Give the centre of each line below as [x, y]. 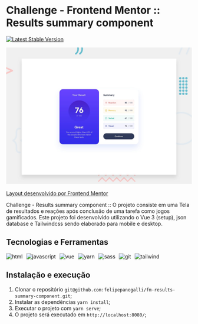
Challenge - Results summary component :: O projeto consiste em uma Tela [98, 205]
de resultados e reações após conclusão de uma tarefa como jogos [88, 211]
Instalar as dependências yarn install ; [62, 302]
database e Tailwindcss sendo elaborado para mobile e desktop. [85, 224]
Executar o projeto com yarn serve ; [58, 308]
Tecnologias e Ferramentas [57, 242]
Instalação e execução [48, 275]
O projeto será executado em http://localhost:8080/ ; [80, 315]
